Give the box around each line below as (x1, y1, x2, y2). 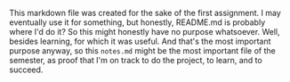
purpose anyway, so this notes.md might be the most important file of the (9, 45, 276, 56)
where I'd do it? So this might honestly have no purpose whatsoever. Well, (9, 27, 280, 37)
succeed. (9, 64, 44, 75)
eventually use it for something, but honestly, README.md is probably (9, 17, 266, 28)
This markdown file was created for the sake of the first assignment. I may (9, 8, 282, 18)
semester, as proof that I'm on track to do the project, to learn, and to (9, 55, 262, 65)
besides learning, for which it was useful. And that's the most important (9, 36, 271, 46)
